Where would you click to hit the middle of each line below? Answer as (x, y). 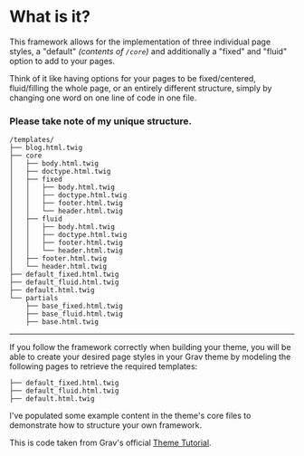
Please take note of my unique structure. (101, 121)
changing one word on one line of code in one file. (103, 98)
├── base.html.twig (62, 322)
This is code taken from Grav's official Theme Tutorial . (110, 443)
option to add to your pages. (62, 61)
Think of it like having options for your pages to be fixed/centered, (133, 78)
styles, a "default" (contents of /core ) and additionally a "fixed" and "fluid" (148, 51)
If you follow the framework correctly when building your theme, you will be (150, 347)
